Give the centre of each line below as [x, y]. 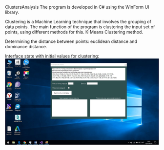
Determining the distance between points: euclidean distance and [71, 41]
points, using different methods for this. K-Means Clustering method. [74, 32]
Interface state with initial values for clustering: [52, 56]
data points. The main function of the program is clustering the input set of [80, 27]
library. [12, 12]
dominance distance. [26, 47]
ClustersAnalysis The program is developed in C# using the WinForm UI [77, 7]
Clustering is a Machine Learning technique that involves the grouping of [78, 22]
